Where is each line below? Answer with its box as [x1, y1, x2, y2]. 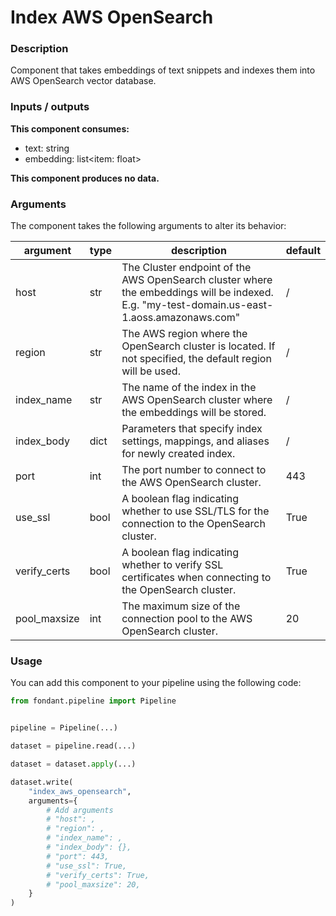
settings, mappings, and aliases [121, 434, 270, 448]
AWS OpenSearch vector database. [10, 75, 157, 87]
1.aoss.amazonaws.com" [121, 311, 241, 325]
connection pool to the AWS [121, 612, 253, 626]
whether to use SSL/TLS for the [121, 504, 270, 518]
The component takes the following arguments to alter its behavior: [10, 220, 287, 232]
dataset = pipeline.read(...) [10, 741, 137, 751]
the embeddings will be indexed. [121, 286, 274, 300]
